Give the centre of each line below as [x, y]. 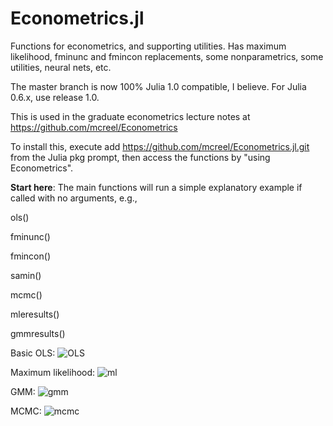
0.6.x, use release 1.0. [55, 97]
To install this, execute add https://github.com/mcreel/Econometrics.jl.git [160, 146]
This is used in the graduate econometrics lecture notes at [130, 116]
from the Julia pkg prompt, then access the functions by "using [140, 157]
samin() [26, 275]
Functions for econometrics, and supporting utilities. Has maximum [148, 46]
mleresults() [35, 314]
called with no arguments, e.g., [74, 198]
